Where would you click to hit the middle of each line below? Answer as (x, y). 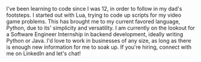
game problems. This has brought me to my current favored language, (93, 21)
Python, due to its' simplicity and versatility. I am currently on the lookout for (101, 28)
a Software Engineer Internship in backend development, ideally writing (95, 34)
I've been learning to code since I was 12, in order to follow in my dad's (94, 9)
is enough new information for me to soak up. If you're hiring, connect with (99, 47)
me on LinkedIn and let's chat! (44, 53)
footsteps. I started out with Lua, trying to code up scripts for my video (94, 15)
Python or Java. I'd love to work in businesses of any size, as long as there (99, 41)
